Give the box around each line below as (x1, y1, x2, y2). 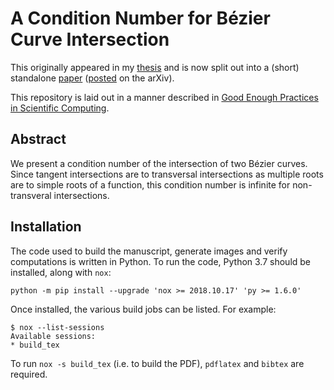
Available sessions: (10, 331, 97, 341)
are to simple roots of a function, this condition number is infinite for (10, 178, 291, 191)
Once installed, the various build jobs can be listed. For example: (10, 303, 277, 315)
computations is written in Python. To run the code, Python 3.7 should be (10, 255, 312, 267)
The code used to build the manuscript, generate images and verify (10, 245, 288, 257)
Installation (10, 218, 82, 236)
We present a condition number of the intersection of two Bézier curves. (10, 157, 308, 169)
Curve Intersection (10, 28, 170, 51)
